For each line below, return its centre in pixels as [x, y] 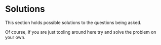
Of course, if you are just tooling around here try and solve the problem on [81, 32]
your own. [15, 37]
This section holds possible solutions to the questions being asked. [73, 22]
